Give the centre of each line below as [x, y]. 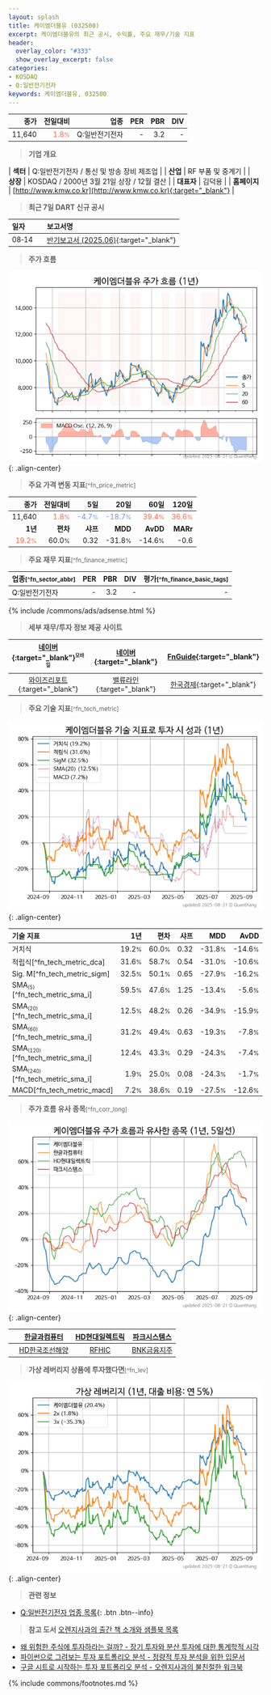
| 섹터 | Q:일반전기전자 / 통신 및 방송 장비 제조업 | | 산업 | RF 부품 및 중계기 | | [129, 171]
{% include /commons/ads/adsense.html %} [82, 610]
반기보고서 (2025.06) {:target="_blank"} [112, 239]
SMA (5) [23, 985]
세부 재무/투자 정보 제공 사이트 [75, 627]
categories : [28, 69]
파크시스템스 [152, 1337]
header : [21, 43]
